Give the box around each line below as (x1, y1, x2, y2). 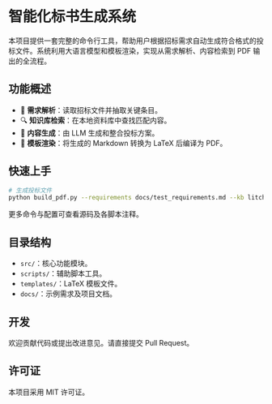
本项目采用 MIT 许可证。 (8, 387, 90, 397)
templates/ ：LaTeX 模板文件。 (19, 279, 122, 289)
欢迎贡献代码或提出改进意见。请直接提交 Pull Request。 (8, 337, 194, 347)
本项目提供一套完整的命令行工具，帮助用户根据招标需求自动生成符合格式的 (8, 36, 257, 45)
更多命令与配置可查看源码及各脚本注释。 (8, 209, 143, 219)
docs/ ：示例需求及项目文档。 (19, 289, 117, 299)
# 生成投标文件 (8, 186, 53, 195)
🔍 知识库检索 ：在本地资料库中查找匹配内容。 (19, 115, 172, 125)
